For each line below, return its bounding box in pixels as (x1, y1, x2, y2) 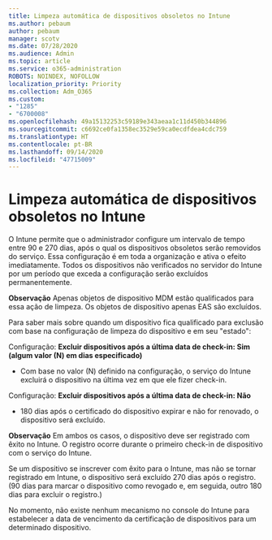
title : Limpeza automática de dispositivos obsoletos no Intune (8, 11, 231, 20)
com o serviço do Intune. (8, 448, 92, 458)
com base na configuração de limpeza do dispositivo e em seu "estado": (8, 326, 252, 336)
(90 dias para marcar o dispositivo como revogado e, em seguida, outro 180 (8, 481, 262, 491)
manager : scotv (8, 34, 60, 43)
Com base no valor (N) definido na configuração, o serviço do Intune (19, 366, 252, 376)
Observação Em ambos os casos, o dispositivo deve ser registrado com (8, 431, 250, 441)
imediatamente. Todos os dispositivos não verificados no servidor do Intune (8, 261, 262, 270)
